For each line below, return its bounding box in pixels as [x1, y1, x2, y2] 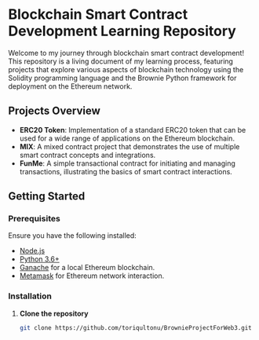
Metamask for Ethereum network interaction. [19, 271, 165, 280]
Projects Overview [8, 104, 100, 118]
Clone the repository [19, 309, 89, 318]
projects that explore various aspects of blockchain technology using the [8, 64, 244, 74]
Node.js [19, 246, 46, 256]
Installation [8, 291, 53, 302]
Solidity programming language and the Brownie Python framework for [8, 73, 237, 82]
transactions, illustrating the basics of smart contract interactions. [19, 166, 233, 176]
